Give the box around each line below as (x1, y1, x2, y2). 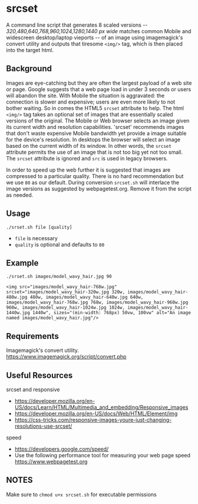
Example (6, 258, 39, 268)
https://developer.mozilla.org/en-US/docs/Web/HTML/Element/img (14, 410, 178, 417)
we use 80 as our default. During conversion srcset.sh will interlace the (6, 179, 180, 186)
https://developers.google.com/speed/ (14, 445, 109, 453)
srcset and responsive (6, 386, 60, 393)
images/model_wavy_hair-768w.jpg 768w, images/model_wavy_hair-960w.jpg (6, 299, 189, 306)
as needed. (6, 191, 34, 198)
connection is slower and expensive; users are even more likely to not (6, 98, 176, 105)
